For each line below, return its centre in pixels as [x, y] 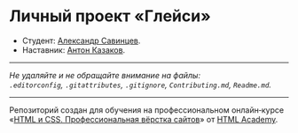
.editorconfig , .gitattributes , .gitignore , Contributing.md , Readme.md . [141, 85]
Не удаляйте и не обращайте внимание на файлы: [105, 75]
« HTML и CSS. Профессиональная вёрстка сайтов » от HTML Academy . [144, 119]
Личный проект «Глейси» [110, 16]
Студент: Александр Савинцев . [81, 41]
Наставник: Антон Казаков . [74, 49]
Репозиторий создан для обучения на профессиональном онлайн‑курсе [147, 110]
